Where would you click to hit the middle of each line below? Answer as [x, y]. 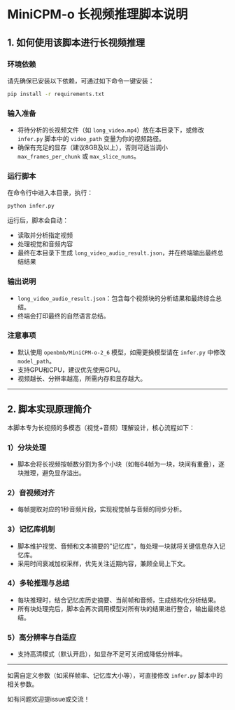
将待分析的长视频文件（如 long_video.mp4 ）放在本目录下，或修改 [111, 130]
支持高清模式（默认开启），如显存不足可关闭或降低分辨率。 [102, 654]
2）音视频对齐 [31, 493]
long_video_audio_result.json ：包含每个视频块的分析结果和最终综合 [116, 298]
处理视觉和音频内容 [45, 244]
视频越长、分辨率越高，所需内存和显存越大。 [82, 378]
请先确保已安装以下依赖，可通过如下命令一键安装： [81, 81]
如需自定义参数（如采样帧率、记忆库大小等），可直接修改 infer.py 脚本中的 [115, 676]
